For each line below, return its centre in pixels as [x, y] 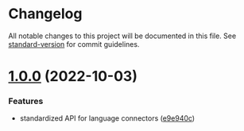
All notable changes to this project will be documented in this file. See [122, 36]
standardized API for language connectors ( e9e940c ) [107, 118]
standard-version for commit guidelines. [74, 44]
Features [26, 102]
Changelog [45, 14]
